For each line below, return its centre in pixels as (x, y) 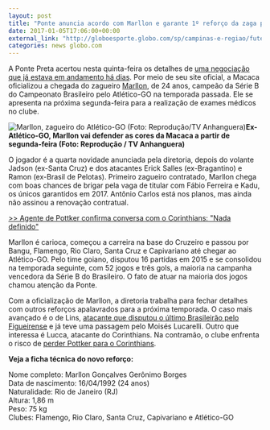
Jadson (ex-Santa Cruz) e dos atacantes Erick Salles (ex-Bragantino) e (125, 168)
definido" (24, 227)
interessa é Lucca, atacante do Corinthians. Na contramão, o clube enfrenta (134, 335)
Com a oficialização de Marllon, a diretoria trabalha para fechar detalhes (128, 301)
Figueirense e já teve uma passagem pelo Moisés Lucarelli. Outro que (124, 326)
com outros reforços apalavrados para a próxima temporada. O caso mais (131, 309)
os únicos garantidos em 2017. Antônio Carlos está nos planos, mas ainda (130, 194)
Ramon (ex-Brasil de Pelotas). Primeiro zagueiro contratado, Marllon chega (133, 177)
